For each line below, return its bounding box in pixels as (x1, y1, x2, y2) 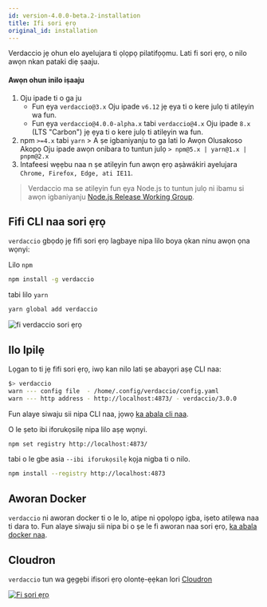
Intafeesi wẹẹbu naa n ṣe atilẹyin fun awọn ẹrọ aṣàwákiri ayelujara (19, 159, 238, 169)
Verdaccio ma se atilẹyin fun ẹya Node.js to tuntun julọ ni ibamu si (27, 183, 245, 192)
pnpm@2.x (19, 153, 49, 161)
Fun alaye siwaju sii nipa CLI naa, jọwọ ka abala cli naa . (8, 409, 189, 419)
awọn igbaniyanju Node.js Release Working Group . (27, 192, 195, 201)
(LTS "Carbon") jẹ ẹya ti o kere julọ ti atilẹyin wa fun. (31, 127, 203, 137)
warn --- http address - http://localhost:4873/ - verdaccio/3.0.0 (8, 395, 238, 403)
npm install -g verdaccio (8, 276, 94, 284)
